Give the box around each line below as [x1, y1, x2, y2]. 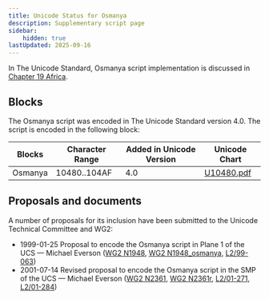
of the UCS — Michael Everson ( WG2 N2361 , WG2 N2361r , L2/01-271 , [19, 273, 251, 283]
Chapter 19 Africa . [8, 72, 68, 82]
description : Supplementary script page [8, 19, 146, 27]
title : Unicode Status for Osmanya [8, 11, 127, 20]
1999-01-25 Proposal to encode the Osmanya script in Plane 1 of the [19, 239, 245, 249]
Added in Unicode [126, 143, 196, 154]
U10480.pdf [203, 167, 252, 178]
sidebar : [8, 26, 38, 34]
